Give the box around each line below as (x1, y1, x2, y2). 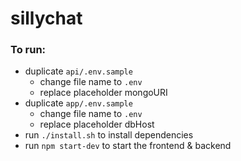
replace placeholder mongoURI (39, 87, 168, 99)
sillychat (10, 7, 83, 30)
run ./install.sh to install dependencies (24, 129, 194, 141)
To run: (10, 43, 47, 57)
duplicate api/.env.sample (24, 65, 133, 77)
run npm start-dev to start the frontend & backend (24, 140, 232, 152)
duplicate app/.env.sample (24, 97, 133, 109)
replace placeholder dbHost (39, 118, 155, 131)
